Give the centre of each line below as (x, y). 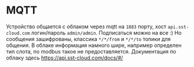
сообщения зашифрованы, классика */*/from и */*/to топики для (88, 39)
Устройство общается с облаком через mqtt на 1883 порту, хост (86, 26)
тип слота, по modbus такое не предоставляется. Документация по (91, 51)
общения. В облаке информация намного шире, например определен (94, 45)
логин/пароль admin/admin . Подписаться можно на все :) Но (107, 32)
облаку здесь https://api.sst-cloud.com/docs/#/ (65, 58)
